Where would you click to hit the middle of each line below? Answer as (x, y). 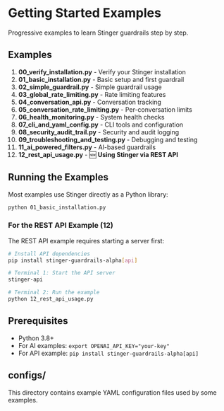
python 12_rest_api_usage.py (51, 299)
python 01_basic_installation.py (57, 207)
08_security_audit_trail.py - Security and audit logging (99, 132)
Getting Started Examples (85, 13)
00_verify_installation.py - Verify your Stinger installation (102, 71)
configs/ (27, 375)
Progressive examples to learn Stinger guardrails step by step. (98, 33)
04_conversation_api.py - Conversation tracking (89, 102)
